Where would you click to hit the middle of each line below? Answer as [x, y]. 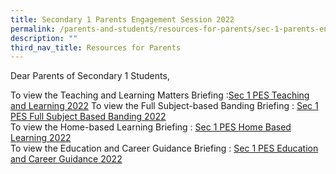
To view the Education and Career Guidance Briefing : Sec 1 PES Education [164, 148]
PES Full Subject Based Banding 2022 [88, 117]
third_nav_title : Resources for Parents [96, 47]
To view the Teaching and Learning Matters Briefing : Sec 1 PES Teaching [160, 95]
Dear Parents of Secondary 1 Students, [90, 76]
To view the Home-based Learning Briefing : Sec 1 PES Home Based [151, 127]
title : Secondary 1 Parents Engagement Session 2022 [122, 19]
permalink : [33, 29]
